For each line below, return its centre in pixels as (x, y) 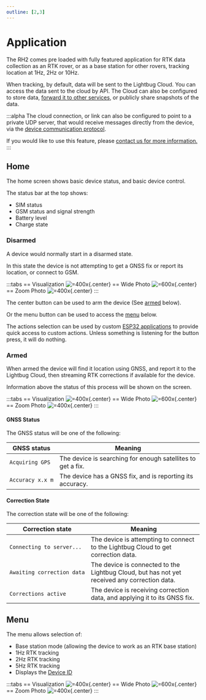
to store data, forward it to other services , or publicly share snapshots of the (103, 97)
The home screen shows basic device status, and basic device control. (96, 181)
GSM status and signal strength (55, 212)
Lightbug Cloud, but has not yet (136, 572)
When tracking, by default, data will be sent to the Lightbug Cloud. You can (101, 84)
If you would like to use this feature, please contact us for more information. (102, 140)
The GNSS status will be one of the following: (63, 433)
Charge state (32, 225)
